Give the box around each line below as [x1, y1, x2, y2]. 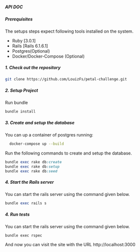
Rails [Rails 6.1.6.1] [12, 43, 48, 49]
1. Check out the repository [5, 64, 61, 70]
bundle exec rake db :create [5, 159, 62, 164]
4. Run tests [5, 211, 30, 217]
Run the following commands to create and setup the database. [5, 150, 132, 156]
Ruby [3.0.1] [12, 38, 36, 44]
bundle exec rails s [5, 201, 47, 206]
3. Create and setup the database [5, 119, 75, 125]
